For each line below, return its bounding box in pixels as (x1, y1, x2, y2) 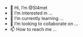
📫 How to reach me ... (10, 26, 57, 32)
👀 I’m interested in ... (10, 10, 53, 16)
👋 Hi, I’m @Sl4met (10, 5, 48, 10)
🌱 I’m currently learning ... (10, 15, 64, 21)
